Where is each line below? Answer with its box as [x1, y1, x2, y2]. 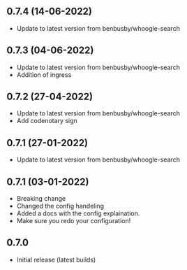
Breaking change [16, 194, 66, 203]
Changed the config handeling [16, 202, 105, 211]
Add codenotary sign [16, 117, 77, 125]
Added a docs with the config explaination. [16, 209, 140, 218]
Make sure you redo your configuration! [16, 217, 131, 225]
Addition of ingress [16, 70, 72, 79]
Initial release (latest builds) [16, 255, 96, 264]
